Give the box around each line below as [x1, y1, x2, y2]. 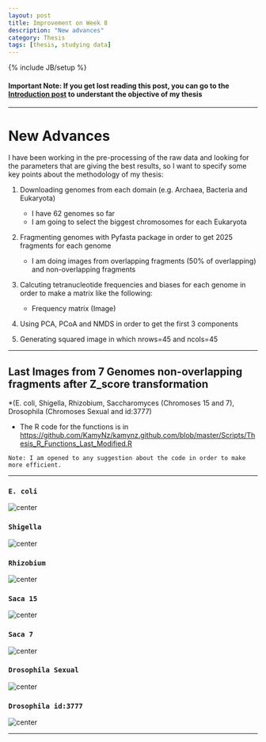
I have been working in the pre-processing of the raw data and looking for [8, 153, 249, 162]
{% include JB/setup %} [8, 63, 87, 72]
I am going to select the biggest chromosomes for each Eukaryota [31, 217, 247, 226]
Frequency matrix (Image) [31, 304, 116, 314]
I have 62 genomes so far [31, 209, 116, 219]
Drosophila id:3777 [8, 702, 83, 710]
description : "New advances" [8, 26, 104, 34]
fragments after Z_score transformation [8, 377, 208, 390]
